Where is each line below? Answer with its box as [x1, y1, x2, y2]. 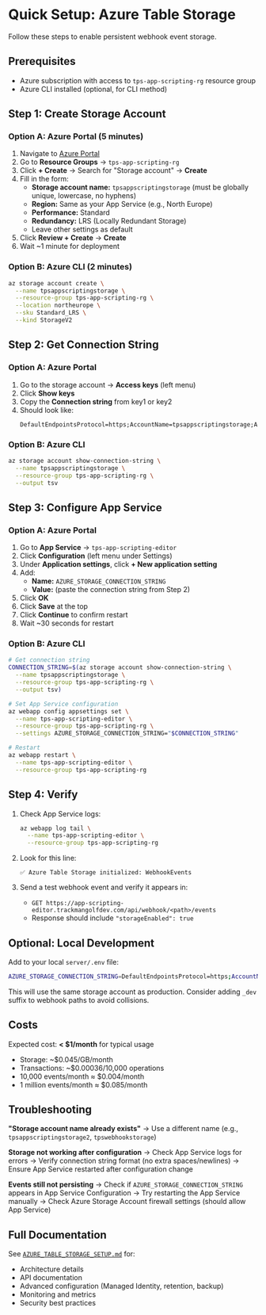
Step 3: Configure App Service [8, 501, 162, 514]
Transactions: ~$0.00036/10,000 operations [19, 1063, 165, 1072]
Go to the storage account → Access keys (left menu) [19, 380, 196, 389]
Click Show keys [19, 388, 75, 398]
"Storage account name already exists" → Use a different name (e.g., [8, 1124, 239, 1133]
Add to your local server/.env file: [8, 957, 119, 966]
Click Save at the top [19, 602, 89, 611]
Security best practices [19, 1298, 97, 1308]
